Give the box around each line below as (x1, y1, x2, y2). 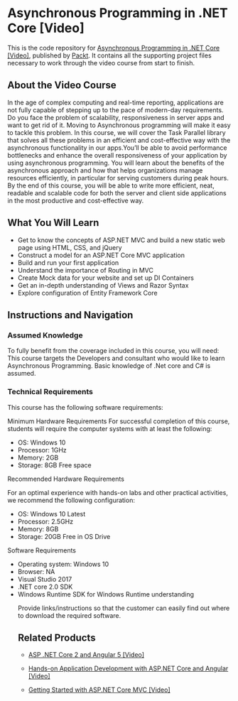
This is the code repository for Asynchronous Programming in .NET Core (7, 43, 220, 52)
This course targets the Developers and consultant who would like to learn (7, 354, 225, 363)
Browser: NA (17, 567, 55, 576)
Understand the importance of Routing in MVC (17, 266, 154, 274)
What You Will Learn (7, 217, 99, 229)
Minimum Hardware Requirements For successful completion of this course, (7, 417, 230, 425)
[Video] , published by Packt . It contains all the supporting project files (7, 51, 212, 60)
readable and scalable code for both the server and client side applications (7, 188, 227, 197)
